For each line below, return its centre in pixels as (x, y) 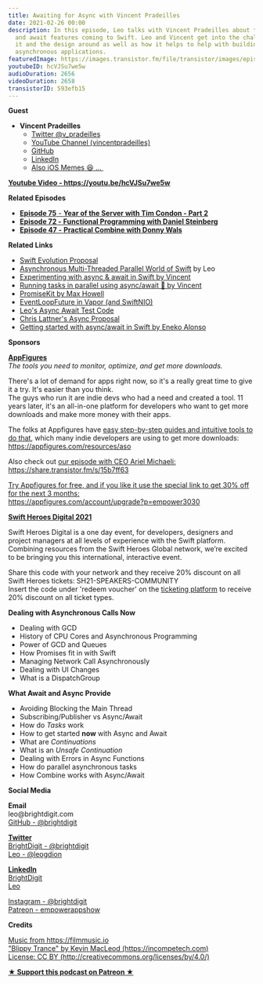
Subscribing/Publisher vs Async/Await (81, 717)
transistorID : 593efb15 (47, 88)
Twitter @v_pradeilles (66, 134)
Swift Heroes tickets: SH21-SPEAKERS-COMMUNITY (93, 581)
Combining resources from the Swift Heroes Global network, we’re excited (128, 549)
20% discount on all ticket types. (61, 598)
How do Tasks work (52, 725)
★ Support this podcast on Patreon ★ (71, 972)
